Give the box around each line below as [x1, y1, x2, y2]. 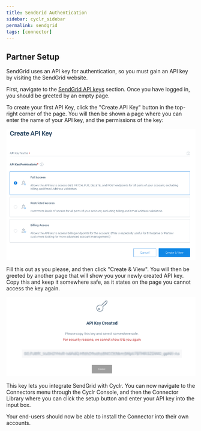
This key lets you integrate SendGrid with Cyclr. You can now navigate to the [6, 382, 196, 389]
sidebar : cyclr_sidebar [6, 16, 66, 22]
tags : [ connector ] [6, 29, 52, 35]
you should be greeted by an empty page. [6, 92, 110, 99]
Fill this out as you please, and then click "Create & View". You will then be [6, 265, 190, 273]
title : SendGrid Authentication [6, 10, 87, 16]
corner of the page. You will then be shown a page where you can [19, 110, 182, 117]
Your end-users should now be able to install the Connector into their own [6, 412, 189, 420]
